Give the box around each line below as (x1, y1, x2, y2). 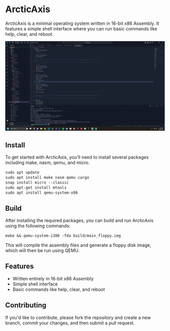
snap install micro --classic (5, 180, 69, 185)
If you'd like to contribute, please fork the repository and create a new (5, 314, 151, 320)
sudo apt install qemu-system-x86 (5, 190, 78, 195)
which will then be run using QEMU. (5, 247, 80, 254)
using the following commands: (5, 223, 71, 229)
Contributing (5, 301, 47, 310)
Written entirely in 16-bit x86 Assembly (12, 275, 94, 281)
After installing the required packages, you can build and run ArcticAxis (5, 218, 154, 224)
